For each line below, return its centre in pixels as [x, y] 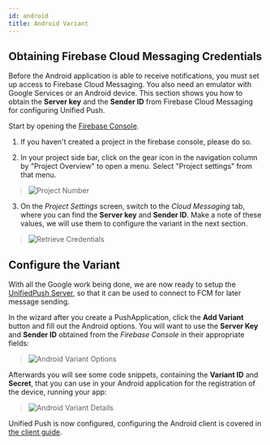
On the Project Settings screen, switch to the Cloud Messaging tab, [133, 206]
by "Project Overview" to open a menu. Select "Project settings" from [136, 166]
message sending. [39, 302]
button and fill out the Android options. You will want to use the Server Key [133, 326]
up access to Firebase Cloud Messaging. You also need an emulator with [130, 84]
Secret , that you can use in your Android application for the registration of [132, 383]
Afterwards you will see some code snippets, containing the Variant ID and [133, 375]
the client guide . [35, 432]
